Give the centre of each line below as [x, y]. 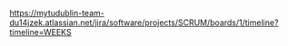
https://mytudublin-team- [57, 13]
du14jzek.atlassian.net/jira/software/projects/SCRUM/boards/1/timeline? [144, 23]
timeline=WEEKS [40, 32]
